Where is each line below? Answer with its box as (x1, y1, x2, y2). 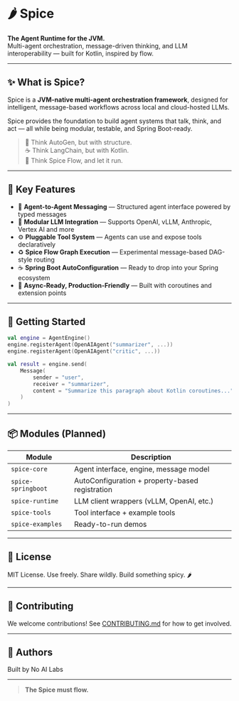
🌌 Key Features (7, 183, 76, 196)
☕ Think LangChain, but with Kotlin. (24, 146, 129, 154)
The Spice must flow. (24, 685, 89, 694)
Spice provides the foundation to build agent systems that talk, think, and (7, 117, 222, 125)
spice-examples (11, 520, 63, 528)
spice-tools (11, 508, 52, 516)
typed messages (17, 210, 67, 218)
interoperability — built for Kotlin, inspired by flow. (7, 49, 154, 58)
